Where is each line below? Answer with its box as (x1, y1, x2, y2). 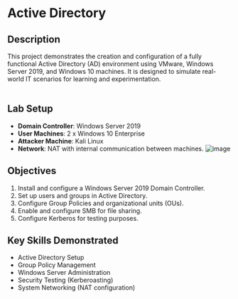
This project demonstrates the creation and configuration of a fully (7, 52, 202, 60)
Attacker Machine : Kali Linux (17, 136, 104, 145)
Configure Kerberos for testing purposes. (17, 214, 139, 222)
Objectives (7, 165, 57, 177)
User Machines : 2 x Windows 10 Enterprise (17, 129, 146, 138)
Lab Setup (7, 103, 53, 115)
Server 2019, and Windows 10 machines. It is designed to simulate (7, 67, 201, 75)
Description (7, 33, 60, 45)
